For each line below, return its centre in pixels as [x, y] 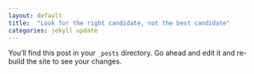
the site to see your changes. [74, 61]
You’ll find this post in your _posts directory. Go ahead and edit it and [122, 53]
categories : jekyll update [53, 30]
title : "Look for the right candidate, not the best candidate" [119, 23]
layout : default [35, 16]
